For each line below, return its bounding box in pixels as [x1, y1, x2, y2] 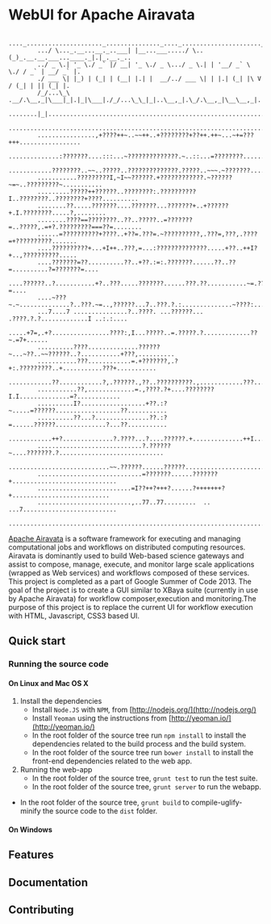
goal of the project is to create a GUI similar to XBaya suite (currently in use [8, 585, 259, 595]
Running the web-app [19, 765, 93, 775]
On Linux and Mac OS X [8, 678, 89, 688]
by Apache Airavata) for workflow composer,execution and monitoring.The [8, 593, 256, 603]
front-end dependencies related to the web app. [31, 756, 193, 766]
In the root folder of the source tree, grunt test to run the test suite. [31, 773, 258, 784]
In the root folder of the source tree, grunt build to [19, 797, 190, 808]
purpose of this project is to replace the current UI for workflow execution [8, 602, 253, 612]
